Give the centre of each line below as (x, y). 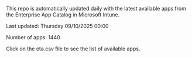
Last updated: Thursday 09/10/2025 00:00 (58, 26)
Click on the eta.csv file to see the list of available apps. (73, 49)
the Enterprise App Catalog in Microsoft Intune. (63, 15)
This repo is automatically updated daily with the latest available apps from (96, 8)
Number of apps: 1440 (33, 37)
